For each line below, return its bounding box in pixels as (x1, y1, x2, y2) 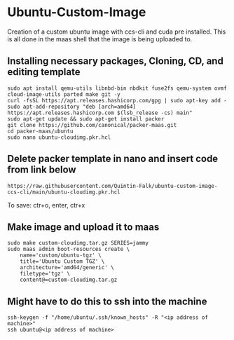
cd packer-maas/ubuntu (7, 128, 74, 135)
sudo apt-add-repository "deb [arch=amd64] (7, 103, 137, 110)
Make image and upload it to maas (7, 221, 160, 233)
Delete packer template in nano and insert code (7, 153, 219, 165)
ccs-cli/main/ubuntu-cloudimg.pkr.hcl (7, 189, 121, 196)
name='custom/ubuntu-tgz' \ (20, 252, 102, 259)
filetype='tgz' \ (20, 271, 71, 278)
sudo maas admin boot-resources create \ (7, 246, 130, 253)
